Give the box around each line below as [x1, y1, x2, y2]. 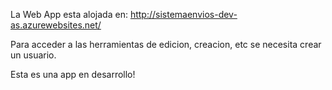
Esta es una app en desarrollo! [10, 69, 136, 80]
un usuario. [10, 49, 57, 61]
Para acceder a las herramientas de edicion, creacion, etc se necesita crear [10, 39, 322, 50]
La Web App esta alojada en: [10, 9, 128, 20]
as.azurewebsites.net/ [10, 19, 102, 31]
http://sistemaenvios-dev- [129, 9, 238, 20]
